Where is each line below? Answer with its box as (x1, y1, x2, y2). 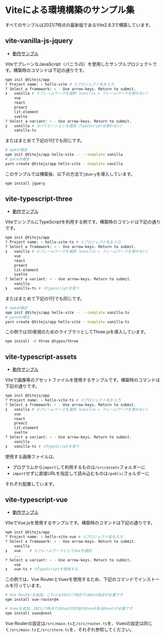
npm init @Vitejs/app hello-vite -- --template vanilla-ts (5, 310, 130, 315)
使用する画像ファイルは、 (5, 453, 57, 460)
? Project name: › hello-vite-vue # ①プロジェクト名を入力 (5, 535, 123, 540)
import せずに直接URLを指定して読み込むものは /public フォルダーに (12, 470, 150, 476)
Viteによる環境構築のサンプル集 (5, 4, 135, 16)
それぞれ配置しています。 (5, 480, 57, 487)
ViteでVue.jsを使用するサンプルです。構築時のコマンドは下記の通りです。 (5, 520, 155, 526)
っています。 (18, 582, 44, 589)
